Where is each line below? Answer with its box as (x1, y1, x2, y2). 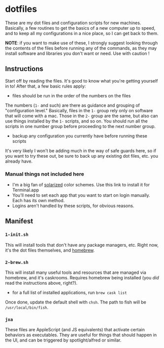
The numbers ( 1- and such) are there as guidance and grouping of (5, 102, 140, 108)
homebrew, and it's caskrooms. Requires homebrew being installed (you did (5, 275, 159, 281)
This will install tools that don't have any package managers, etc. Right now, (5, 242, 159, 248)
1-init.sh (5, 232, 29, 238)
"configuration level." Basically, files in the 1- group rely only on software (5, 107, 153, 113)
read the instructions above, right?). (5, 280, 78, 286)
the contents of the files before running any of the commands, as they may (5, 45, 157, 51)
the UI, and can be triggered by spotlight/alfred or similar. (5, 337, 122, 343)
